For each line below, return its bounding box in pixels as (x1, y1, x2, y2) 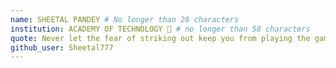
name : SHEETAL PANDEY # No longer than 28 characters (10, 14, 240, 25)
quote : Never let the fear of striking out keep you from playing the (10, 33, 311, 43)
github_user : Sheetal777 (10, 42, 114, 53)
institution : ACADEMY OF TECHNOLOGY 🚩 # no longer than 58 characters (10, 24, 311, 34)
